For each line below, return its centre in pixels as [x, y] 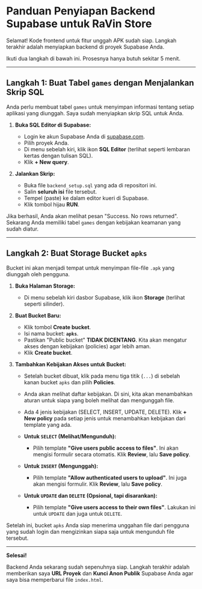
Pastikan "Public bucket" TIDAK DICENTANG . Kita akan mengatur [106, 340]
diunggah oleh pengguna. [38, 274]
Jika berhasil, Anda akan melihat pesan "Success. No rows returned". [92, 216]
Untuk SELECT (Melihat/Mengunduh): [70, 436]
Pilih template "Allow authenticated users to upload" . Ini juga [110, 477]
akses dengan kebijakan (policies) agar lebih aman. [87, 346]
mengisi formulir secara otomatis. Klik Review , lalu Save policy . [112, 454]
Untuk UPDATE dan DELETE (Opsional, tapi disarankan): [90, 495]
